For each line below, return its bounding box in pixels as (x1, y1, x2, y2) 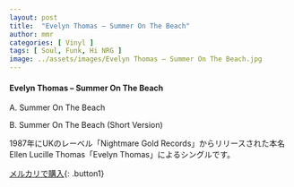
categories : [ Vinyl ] (9, 38, 94, 47)
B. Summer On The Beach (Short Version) (9, 120, 163, 131)
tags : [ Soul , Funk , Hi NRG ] (9, 47, 123, 55)
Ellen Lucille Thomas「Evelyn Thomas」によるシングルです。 (9, 149, 236, 160)
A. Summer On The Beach (9, 102, 106, 113)
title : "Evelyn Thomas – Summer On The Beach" (9, 21, 191, 30)
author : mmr (9, 30, 54, 38)
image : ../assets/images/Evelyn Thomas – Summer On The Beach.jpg (9, 55, 263, 64)
